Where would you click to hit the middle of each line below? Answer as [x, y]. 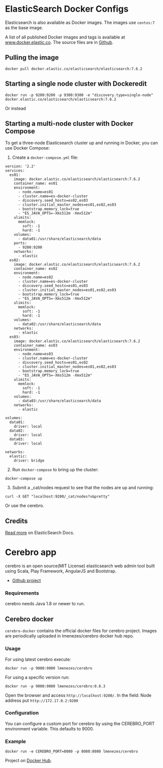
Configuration [22, 713]
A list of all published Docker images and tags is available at [65, 37]
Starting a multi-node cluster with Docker [69, 124]
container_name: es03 [36, 346]
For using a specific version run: [37, 677]
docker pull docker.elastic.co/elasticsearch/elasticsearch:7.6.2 [74, 69]
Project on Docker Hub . [28, 761]
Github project [27, 580]
